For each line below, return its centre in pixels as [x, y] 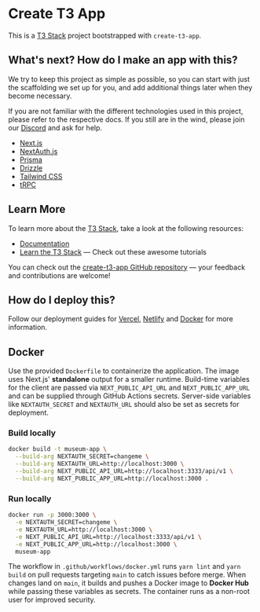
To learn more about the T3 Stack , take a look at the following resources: [126, 228]
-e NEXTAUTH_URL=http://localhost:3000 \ [84, 530]
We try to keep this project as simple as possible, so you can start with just [129, 79]
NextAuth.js [38, 151]
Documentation [44, 244]
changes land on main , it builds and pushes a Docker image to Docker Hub [128, 583]
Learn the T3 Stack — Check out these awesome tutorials [113, 251]
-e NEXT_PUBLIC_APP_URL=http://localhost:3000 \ [96, 544]
